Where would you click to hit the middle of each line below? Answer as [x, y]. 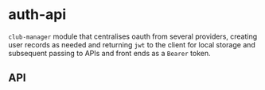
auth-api [37, 15]
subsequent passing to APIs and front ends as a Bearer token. [109, 53]
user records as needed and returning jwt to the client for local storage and [132, 44]
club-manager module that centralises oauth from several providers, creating [133, 36]
